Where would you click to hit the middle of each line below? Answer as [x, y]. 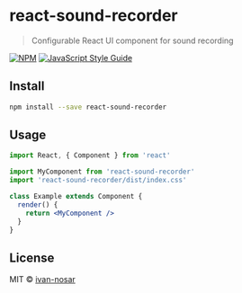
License [32, 257]
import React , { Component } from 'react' [90, 155]
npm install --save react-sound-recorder [88, 107]
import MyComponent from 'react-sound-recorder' [102, 172]
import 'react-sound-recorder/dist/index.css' [98, 181]
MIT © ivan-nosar [43, 280]
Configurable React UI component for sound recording [132, 40]
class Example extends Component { [76, 197]
